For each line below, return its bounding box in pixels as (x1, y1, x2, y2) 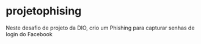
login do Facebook (5, 30, 53, 37)
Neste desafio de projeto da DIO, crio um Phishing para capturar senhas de (5, 24, 195, 31)
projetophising (5, 4, 82, 18)
